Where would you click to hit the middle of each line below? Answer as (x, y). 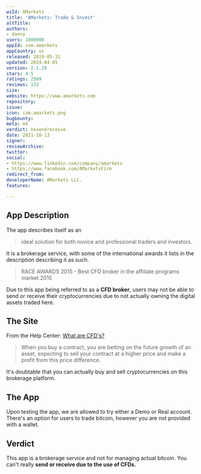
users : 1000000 (25, 40)
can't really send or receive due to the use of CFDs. (71, 464)
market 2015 (37, 277)
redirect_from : (25, 175)
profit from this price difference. (61, 360)
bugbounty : (20, 118)
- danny (16, 34)
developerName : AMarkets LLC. (44, 180)
